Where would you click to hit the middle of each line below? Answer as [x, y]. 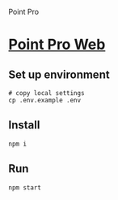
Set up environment [59, 74]
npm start [25, 187]
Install [24, 125]
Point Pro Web [57, 45]
